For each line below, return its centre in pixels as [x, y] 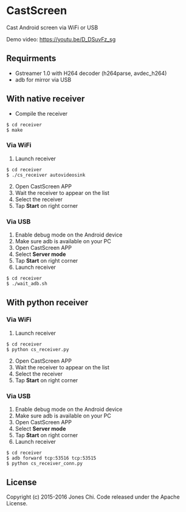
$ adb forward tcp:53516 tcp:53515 [51, 458]
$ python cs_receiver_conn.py [45, 464]
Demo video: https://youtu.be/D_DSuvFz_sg [61, 39]
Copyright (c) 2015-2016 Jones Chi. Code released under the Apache [93, 497]
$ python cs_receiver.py [38, 349]
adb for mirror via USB [43, 79]
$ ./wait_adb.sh [27, 284]
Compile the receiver [41, 113]
